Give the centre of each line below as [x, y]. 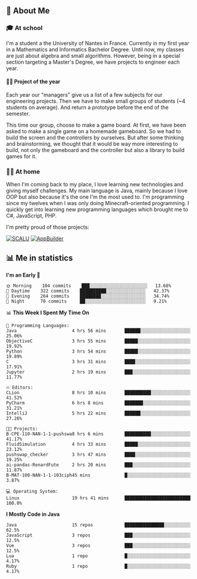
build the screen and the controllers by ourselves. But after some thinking [95, 137]
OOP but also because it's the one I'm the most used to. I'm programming [95, 197]
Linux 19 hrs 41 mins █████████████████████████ [98, 498]
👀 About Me [28, 11]
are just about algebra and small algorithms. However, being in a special [93, 55]
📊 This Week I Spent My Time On [48, 312]
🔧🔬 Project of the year [33, 82]
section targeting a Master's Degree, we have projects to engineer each [93, 62]
